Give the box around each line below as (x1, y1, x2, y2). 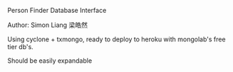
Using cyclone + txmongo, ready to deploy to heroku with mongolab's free (7, 35, 226, 43)
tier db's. (7, 43, 33, 51)
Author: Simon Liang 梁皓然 (7, 21, 88, 29)
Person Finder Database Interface (7, 6, 107, 14)
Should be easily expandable (7, 56, 93, 65)
